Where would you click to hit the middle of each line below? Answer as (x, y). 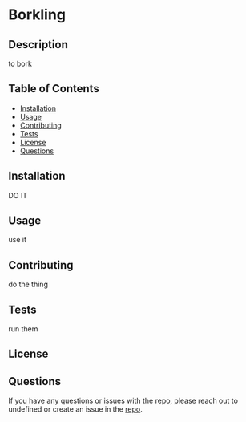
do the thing (28, 284)
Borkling (37, 15)
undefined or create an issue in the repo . (75, 409)
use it (17, 240)
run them (23, 329)
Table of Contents (54, 89)
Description (38, 45)
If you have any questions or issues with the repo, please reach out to (123, 401)
